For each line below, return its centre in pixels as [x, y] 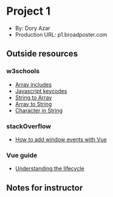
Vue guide [22, 155]
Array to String [33, 104]
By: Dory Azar [33, 28]
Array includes [33, 84]
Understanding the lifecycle [50, 168]
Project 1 [28, 11]
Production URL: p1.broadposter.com [61, 34]
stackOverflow [29, 126]
